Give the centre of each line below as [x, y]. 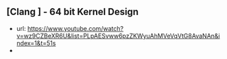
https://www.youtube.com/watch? [75, 28]
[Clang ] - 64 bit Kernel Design [72, 12]
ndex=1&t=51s [36, 43]
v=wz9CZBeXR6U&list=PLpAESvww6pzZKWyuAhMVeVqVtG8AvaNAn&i [118, 36]
